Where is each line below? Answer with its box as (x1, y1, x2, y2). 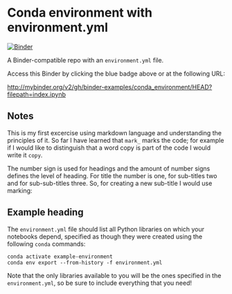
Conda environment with (7, 5, 152, 21)
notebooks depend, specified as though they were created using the (7, 232, 203, 241)
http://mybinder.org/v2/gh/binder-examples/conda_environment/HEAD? (7, 83, 213, 91)
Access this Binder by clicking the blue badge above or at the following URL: (7, 69, 226, 78)
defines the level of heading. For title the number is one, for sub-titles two (7, 171, 217, 180)
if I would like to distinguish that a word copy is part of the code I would (7, 144, 211, 152)
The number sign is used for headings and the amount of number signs (7, 164, 211, 173)
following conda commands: (7, 239, 86, 248)
